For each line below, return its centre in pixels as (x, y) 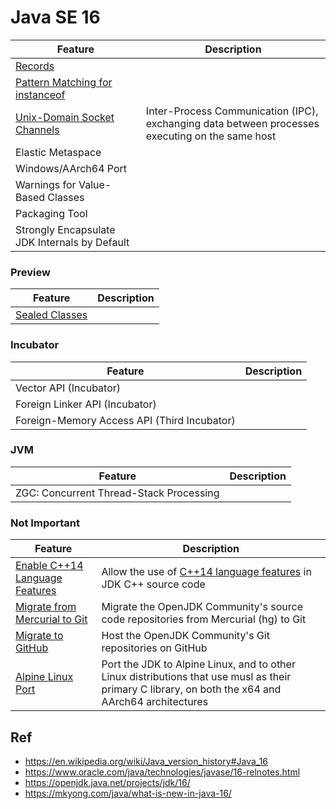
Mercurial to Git (51, 619)
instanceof (40, 94)
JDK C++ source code (153, 584)
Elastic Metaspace (58, 152)
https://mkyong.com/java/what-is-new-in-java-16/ (128, 793)
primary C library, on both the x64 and (191, 689)
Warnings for (46, 184)
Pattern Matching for (64, 82)
